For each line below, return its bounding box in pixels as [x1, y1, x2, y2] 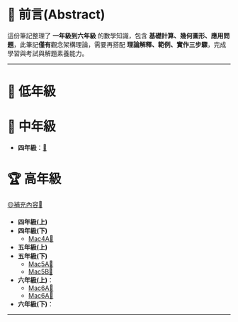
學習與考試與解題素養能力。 [7, 49, 89, 58]
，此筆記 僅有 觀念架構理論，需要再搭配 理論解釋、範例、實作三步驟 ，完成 [13, 40, 227, 48]
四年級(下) [17, 227, 48, 235]
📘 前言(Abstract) [7, 6, 106, 23]
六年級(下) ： [17, 300, 55, 308]
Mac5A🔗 [28, 260, 54, 268]
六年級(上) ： [17, 276, 55, 284]
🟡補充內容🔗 [7, 200, 43, 208]
